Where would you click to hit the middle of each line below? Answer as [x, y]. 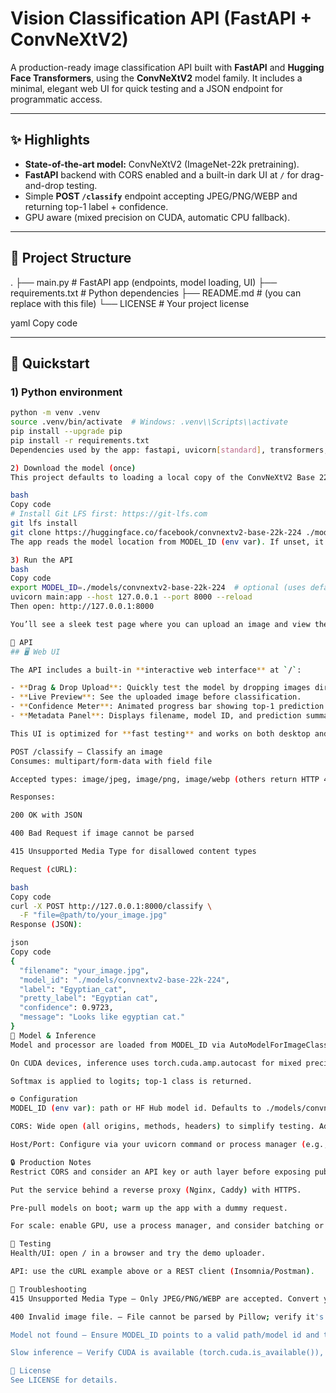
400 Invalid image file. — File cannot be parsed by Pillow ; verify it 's [167, 1317]
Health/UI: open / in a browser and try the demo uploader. [138, 1253]
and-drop [44, 185]
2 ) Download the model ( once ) [73, 468]
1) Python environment [66, 392]
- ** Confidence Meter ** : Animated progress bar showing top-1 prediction [167, 707]
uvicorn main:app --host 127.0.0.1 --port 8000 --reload [131, 597]
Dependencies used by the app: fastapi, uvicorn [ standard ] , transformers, [169, 450]
